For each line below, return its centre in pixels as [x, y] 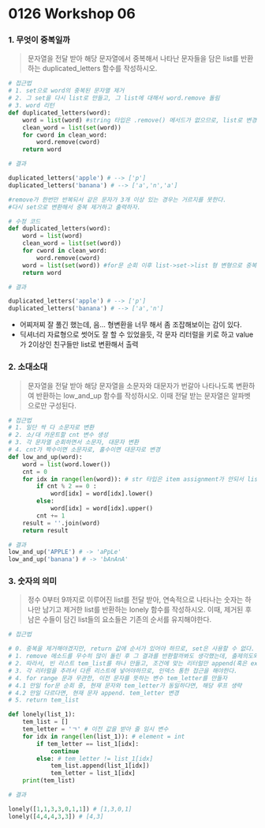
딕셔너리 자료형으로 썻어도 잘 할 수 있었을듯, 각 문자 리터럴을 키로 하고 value [136, 335]
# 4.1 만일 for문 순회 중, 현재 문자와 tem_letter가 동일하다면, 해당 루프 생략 [125, 685]
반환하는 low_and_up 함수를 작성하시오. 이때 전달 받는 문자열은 [133, 395]
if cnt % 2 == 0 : [67, 487]
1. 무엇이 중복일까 [39, 40]
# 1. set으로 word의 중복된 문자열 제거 [66, 91]
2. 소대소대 [28, 367]
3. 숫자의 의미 [33, 581]
